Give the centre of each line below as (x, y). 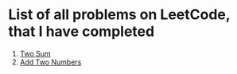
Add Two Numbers (51, 62)
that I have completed (82, 31)
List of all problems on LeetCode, (119, 15)
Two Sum (35, 53)
